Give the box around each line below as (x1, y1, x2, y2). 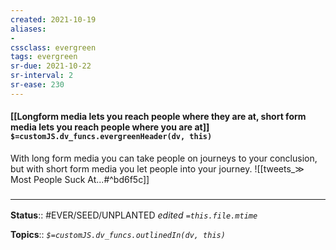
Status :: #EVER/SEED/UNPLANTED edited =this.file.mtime (10, 209, 258, 221)
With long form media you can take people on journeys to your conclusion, (10, 152, 318, 164)
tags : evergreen (10, 52, 78, 62)
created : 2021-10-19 (10, 14, 97, 25)
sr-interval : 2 (10, 71, 74, 81)
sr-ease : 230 (10, 80, 65, 90)
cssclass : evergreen (10, 42, 97, 53)
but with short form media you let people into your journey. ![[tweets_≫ (10, 162, 305, 175)
